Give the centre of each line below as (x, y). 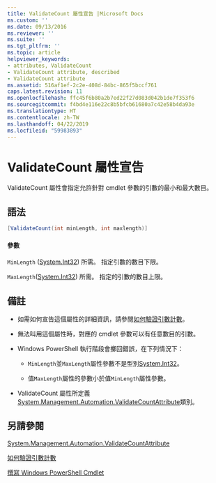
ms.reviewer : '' (31, 33)
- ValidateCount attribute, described (63, 72)
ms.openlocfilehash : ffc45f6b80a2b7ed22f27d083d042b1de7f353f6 (101, 98)
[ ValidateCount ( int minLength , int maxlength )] (78, 229)
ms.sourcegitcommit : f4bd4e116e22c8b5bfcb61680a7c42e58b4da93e (101, 105)
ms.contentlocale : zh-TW (43, 117)
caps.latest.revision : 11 (45, 91)
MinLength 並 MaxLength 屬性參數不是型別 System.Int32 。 (105, 364)
